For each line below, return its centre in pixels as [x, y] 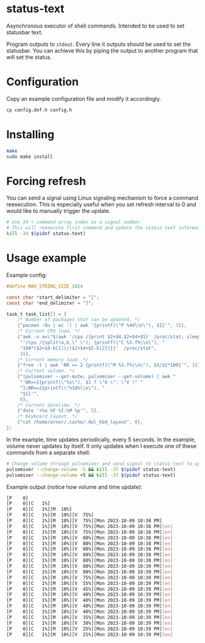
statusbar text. [24, 32]
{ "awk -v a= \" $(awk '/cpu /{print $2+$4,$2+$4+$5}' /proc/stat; [101, 337]
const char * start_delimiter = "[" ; [53, 297]
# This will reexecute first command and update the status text [91, 228]
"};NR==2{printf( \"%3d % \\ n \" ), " [62, 388]
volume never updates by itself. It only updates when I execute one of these [102, 446]
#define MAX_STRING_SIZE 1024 [45, 286]
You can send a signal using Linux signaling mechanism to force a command [102, 198]
